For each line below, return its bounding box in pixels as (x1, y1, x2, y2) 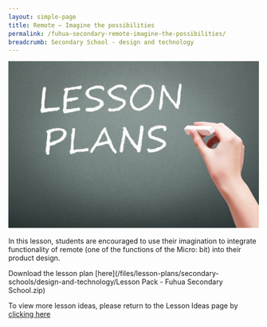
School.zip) (8, 286, 46, 295)
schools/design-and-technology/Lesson (8, 277, 140, 286)
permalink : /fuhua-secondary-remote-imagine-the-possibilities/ (8, 29, 226, 37)
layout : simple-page (8, 13, 77, 21)
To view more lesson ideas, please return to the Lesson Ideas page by (8, 301, 238, 310)
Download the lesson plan (8, 269, 94, 278)
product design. (8, 253, 61, 263)
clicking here (8, 309, 51, 319)
